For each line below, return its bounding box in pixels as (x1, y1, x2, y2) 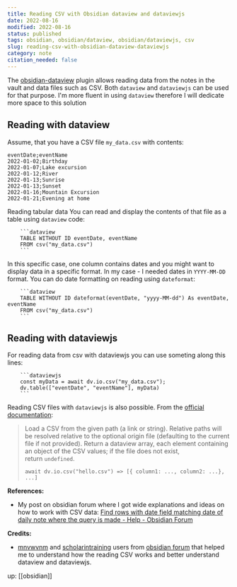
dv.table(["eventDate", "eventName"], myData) (20, 384, 160, 392)
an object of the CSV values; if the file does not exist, (24, 447, 180, 455)
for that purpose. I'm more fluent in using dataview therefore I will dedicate (7, 91, 224, 99)
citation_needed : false (7, 57, 78, 64)
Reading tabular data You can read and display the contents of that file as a (7, 207, 226, 216)
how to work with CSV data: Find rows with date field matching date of (17, 508, 224, 517)
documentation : (7, 411, 54, 419)
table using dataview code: (7, 215, 85, 223)
